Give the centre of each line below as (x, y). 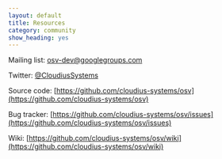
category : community (42, 30)
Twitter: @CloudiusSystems (54, 75)
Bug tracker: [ (31, 115)
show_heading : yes (38, 38)
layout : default (35, 15)
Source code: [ (33, 91)
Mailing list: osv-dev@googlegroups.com (75, 60)
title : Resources (37, 23)
